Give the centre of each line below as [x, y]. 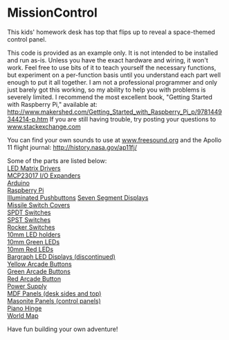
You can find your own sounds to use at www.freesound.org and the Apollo [114, 139]
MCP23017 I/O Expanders [44, 176]
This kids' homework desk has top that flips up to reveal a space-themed [111, 32]
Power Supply [27, 286]
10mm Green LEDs [34, 241]
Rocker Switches [31, 227]
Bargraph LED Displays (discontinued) [61, 256]
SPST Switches [29, 219]
